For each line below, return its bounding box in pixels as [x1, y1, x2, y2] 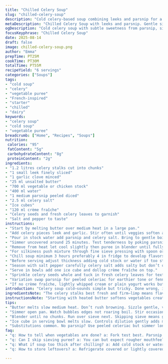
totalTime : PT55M [5, 63, 41, 68]
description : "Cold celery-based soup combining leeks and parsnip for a [5, 16, 162, 21]
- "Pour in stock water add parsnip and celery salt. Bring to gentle [5, 235, 155, 240]
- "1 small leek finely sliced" [5, 170, 72, 175]
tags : [5, 77, 16, 82]
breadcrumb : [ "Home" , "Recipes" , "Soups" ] [5, 133, 95, 138]
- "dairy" [5, 109, 26, 115]
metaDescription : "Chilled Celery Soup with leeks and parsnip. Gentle [5, 21, 157, 26]
